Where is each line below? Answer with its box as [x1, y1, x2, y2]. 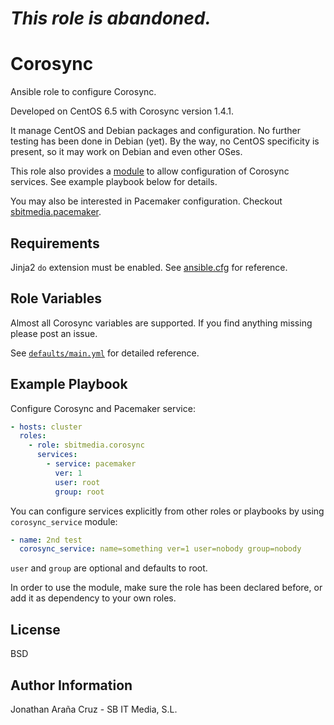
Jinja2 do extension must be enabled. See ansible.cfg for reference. [10, 261, 288, 273]
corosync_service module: [10, 515, 118, 527]
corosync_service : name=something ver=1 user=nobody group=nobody [19, 544, 302, 554]
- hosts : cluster [10, 422, 83, 432]
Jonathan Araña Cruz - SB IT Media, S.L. [10, 703, 178, 715]
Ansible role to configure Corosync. [10, 86, 157, 98]
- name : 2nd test [10, 535, 83, 545]
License [10, 621, 61, 638]
